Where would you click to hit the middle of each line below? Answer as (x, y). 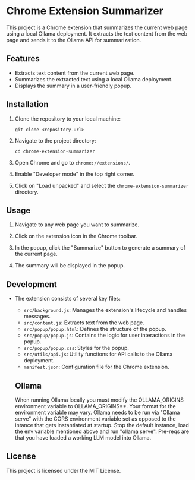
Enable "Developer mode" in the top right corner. (75, 174)
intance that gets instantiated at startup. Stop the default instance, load (102, 425)
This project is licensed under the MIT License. (64, 470)
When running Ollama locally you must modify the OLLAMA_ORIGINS (99, 400)
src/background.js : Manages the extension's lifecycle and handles (105, 310)
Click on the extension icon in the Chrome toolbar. (76, 236)
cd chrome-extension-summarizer (55, 151)
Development (32, 284)
